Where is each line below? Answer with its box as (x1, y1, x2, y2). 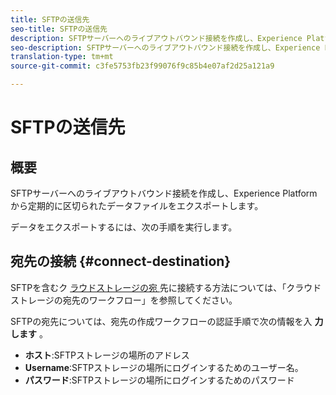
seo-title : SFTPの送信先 (10, 24, 108, 34)
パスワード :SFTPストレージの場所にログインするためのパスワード (24, 374, 295, 386)
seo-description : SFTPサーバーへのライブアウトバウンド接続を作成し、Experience (10, 42, 321, 53)
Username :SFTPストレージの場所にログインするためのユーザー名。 (24, 361, 304, 373)
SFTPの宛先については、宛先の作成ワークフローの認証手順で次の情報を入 (10, 315, 313, 327)
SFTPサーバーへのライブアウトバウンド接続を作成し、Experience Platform (10, 187, 318, 199)
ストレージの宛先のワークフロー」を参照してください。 (10, 294, 238, 306)
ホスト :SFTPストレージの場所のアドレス (24, 349, 190, 361)
